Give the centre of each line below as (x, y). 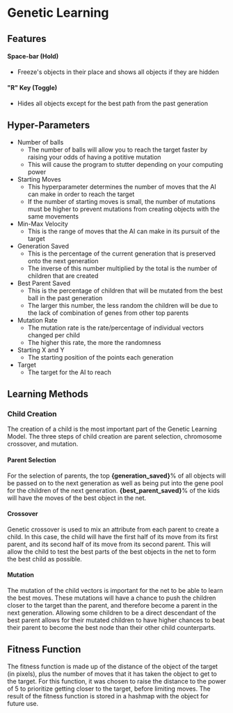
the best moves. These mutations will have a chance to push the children (112, 598)
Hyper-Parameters (49, 125)
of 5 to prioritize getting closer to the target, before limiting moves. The (109, 689)
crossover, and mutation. (43, 444)
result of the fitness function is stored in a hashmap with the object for (108, 696)
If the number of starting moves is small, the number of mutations (121, 201)
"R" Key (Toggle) (32, 88)
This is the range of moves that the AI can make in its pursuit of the (124, 231)
